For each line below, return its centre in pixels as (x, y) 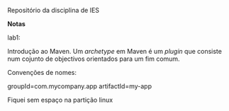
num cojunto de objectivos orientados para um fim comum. (94, 59)
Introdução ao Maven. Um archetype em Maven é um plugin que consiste (114, 51)
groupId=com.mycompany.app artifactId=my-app (80, 86)
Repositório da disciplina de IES (54, 10)
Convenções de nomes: (42, 72)
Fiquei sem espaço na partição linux (60, 100)
